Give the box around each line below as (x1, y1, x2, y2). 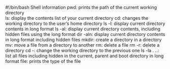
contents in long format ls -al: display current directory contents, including (5, 26, 161, 32)
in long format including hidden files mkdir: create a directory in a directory (5, 37, 162, 43)
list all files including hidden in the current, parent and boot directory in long (5, 53, 164, 59)
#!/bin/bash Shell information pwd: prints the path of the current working (5, 5, 157, 10)
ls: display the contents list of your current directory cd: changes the (5, 15, 149, 21)
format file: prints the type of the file (5, 58, 81, 64)
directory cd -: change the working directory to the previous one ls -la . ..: (5, 48, 159, 53)
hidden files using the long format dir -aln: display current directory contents (5, 31, 165, 37)
